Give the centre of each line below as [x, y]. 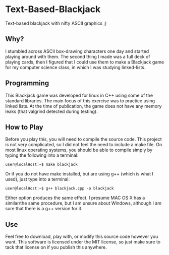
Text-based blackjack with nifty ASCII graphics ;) [56, 23]
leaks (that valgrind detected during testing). [51, 111]
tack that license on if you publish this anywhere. [56, 247]
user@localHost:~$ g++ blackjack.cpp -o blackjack [60, 188]
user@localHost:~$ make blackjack [42, 165]
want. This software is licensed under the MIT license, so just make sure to [83, 242]
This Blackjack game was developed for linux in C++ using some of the [79, 95]
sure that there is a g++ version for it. [44, 209]
